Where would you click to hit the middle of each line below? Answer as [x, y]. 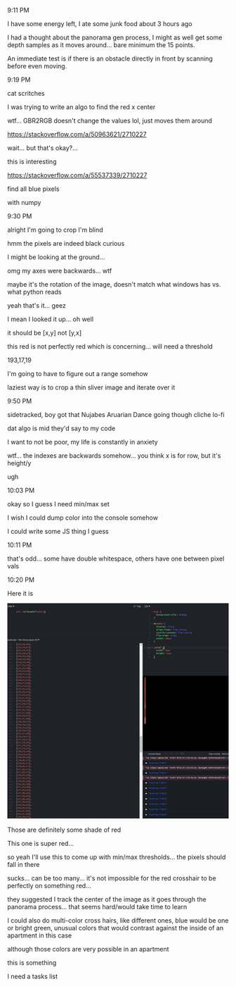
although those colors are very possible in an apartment [88, 949]
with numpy [24, 202]
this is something [32, 963]
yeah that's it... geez [37, 305]
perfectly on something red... [49, 886]
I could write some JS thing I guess [58, 531]
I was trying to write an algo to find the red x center [81, 107]
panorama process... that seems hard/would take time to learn [97, 907]
